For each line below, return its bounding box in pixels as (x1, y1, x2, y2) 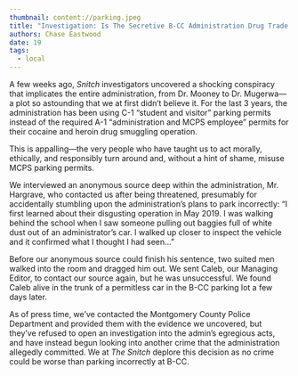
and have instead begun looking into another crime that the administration (9, 338, 280, 347)
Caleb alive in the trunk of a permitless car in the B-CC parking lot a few (9, 282, 273, 292)
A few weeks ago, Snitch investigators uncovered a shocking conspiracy (9, 79, 276, 89)
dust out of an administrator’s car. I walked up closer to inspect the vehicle (9, 227, 282, 237)
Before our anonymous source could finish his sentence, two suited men (9, 254, 275, 264)
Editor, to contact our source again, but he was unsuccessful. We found (9, 273, 271, 283)
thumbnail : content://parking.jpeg (9, 12, 141, 22)
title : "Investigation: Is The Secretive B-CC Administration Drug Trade (9, 21, 289, 30)
